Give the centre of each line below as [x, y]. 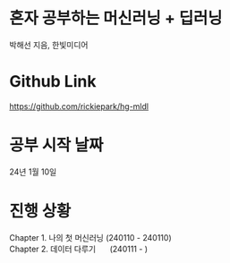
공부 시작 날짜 [56, 145]
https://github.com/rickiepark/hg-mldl [79, 106]
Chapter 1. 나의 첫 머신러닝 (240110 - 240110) [90, 237]
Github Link [53, 82]
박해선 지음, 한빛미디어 [49, 45]
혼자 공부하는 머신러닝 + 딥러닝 [116, 18]
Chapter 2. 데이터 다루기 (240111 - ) [79, 249]
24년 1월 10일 [33, 172]
